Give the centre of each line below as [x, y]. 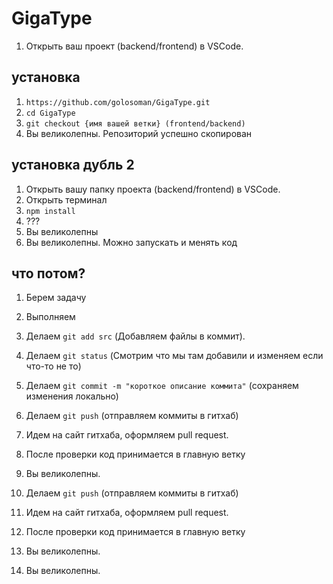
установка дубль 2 [73, 165]
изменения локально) [72, 396]
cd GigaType [50, 113]
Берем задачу [56, 298]
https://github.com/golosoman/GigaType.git [118, 102]
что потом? [48, 273]
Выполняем [50, 317]
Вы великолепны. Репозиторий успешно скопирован [139, 133]
